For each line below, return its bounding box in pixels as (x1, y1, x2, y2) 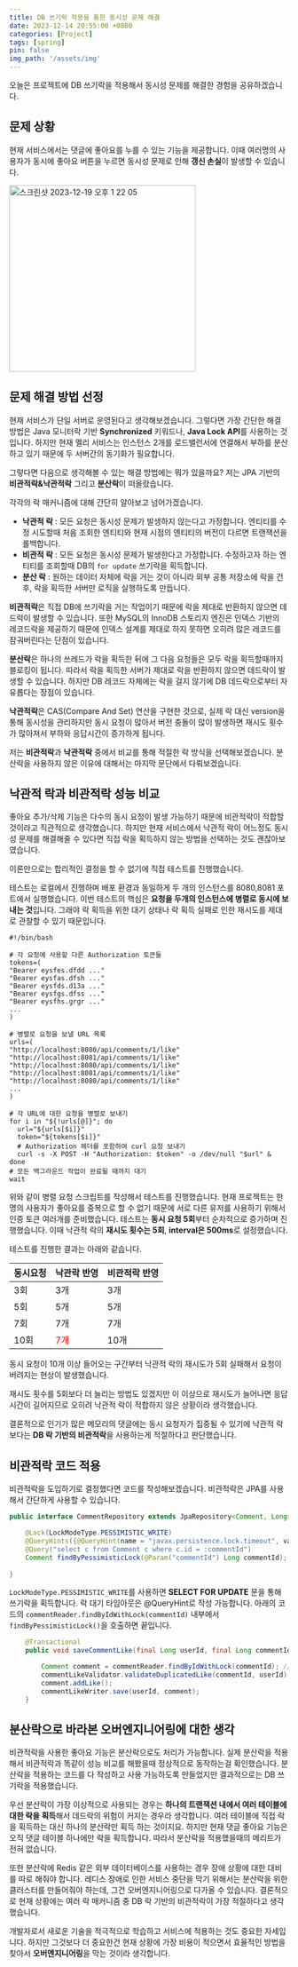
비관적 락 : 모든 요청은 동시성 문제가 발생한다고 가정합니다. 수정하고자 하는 (21, 549, 278, 559)
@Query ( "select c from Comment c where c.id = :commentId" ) (25, 1544, 252, 1554)
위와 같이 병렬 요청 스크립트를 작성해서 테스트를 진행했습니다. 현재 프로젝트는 (9, 1192, 275, 1202)
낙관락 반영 (54, 1267, 99, 1280)
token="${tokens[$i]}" (17, 1133, 101, 1142)
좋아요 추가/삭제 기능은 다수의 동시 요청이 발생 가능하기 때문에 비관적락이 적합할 (9, 812, 285, 822)
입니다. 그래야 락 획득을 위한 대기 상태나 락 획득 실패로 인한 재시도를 (32, 905, 266, 916)
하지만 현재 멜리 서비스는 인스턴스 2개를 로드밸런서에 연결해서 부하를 (35, 437, 272, 448)
